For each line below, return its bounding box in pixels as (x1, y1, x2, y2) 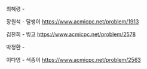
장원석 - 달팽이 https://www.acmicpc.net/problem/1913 (6, 18, 139, 25)
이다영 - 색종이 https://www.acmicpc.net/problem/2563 (6, 56, 142, 63)
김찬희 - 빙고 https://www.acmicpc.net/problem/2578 (6, 31, 136, 38)
